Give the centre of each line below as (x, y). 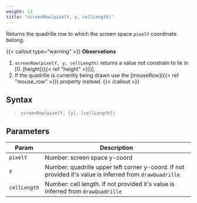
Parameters (28, 131)
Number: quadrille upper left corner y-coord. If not (115, 167)
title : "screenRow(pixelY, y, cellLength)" (60, 17)
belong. (15, 40)
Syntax (19, 99)
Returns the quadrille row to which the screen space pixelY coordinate (91, 33)
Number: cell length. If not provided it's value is (110, 184)
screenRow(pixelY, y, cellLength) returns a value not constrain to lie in (101, 63)
